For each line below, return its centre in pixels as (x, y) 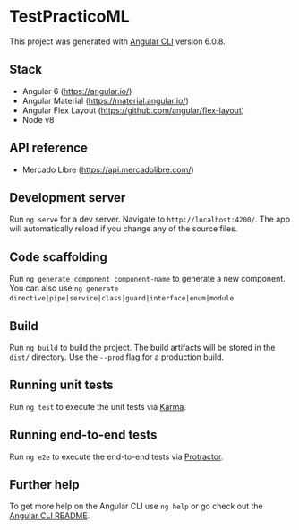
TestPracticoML (69, 17)
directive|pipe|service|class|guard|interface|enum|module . (123, 298)
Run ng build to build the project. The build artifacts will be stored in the (142, 348)
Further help (45, 485)
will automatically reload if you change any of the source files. (124, 229)
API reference (48, 148)
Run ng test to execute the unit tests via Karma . (98, 406)
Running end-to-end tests (83, 435)
